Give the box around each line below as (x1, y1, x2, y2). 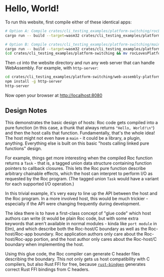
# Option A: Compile (5, 28, 47, 33)
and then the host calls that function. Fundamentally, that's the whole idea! (5, 130, 155, 136)
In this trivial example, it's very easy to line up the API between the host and (5, 190, 158, 196)
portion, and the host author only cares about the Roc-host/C (34, 236, 157, 242)
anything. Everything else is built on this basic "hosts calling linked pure (5, 140, 149, 146)
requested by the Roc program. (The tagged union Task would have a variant (5, 175, 159, 181)
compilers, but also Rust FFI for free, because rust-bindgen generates (5, 261, 146, 267)
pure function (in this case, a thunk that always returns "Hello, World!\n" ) (5, 125, 155, 130)
